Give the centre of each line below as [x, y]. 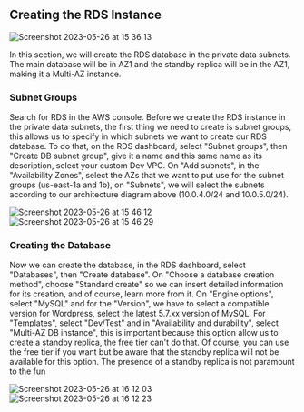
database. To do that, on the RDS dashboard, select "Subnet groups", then [148, 146]
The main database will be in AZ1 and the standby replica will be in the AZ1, [150, 64]
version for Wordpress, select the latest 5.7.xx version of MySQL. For [137, 314]
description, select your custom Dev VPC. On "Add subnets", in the [135, 166]
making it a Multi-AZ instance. [65, 74]
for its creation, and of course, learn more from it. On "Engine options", [142, 294]
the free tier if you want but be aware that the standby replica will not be [144, 352]
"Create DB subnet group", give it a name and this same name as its [136, 156]
